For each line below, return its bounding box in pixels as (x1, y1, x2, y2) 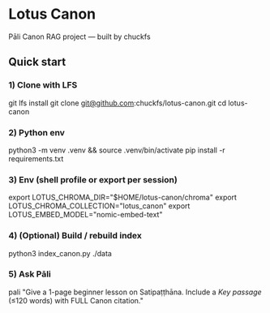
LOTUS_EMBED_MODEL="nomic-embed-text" (8, 210, 163, 220)
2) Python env (8, 126, 65, 138)
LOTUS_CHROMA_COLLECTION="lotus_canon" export (8, 201, 191, 211)
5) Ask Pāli (8, 268, 51, 280)
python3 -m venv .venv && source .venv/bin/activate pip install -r (8, 145, 225, 155)
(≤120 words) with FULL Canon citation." (8, 295, 144, 305)
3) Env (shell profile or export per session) (8, 174, 178, 185)
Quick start (8, 55, 66, 69)
